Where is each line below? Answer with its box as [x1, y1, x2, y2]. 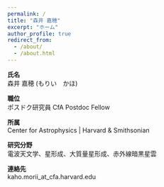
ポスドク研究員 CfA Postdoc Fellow [7, 103, 110, 111]
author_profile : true [7, 30, 72, 38]
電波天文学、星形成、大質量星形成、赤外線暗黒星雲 [7, 149, 157, 158]
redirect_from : [7, 37, 53, 44]
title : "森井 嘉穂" [7, 17, 61, 24]
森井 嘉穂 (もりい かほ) [7, 79, 78, 87]
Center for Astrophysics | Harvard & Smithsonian [7, 125, 151, 135]
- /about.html [13, 50, 55, 57]
